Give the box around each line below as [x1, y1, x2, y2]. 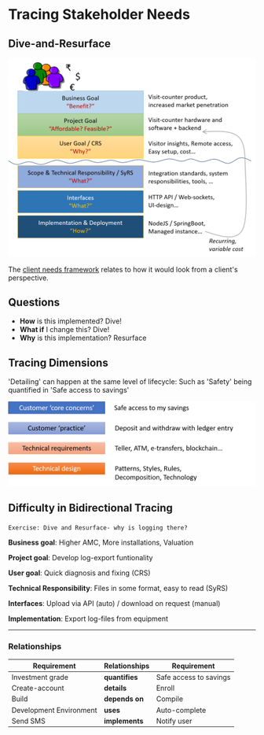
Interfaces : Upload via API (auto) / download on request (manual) [8, 598, 221, 608]
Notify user [156, 716, 192, 726]
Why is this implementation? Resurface [19, 333, 147, 343]
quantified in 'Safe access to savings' [8, 386, 130, 395]
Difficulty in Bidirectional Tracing [8, 501, 173, 515]
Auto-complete [156, 705, 207, 715]
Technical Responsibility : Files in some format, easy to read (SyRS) [8, 583, 229, 593]
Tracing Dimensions [8, 356, 108, 369]
